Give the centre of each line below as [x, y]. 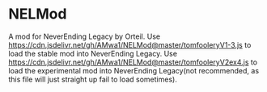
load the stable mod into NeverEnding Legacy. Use [93, 53]
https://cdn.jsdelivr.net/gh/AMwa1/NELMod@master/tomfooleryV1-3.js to [130, 44]
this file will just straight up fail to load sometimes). [93, 79]
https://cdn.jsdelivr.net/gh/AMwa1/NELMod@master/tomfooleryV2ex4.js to [133, 62]
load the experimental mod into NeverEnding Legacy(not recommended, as [134, 70]
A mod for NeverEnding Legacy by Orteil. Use [84, 36]
